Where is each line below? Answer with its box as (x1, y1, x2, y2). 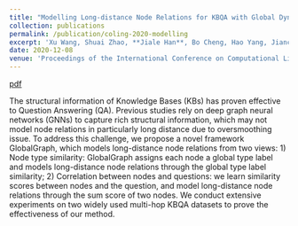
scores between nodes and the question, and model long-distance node (9, 181, 273, 191)
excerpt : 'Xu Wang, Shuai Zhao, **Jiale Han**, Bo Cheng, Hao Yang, (9, 37, 268, 47)
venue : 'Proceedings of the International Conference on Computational (9, 54, 279, 63)
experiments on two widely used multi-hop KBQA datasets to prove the (9, 199, 269, 209)
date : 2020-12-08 (9, 46, 74, 55)
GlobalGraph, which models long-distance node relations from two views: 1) (9, 143, 286, 153)
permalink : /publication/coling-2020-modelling (9, 29, 189, 38)
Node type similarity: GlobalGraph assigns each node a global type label (9, 152, 273, 162)
